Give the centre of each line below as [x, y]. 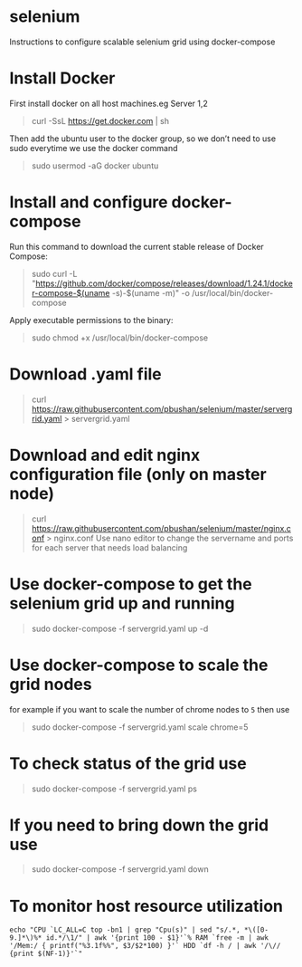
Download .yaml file [86, 374]
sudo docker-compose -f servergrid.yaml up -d [120, 628]
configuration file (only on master [138, 474]
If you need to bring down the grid [139, 825]
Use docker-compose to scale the [139, 665]
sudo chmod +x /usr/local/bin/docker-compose [120, 338]
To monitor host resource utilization [146, 906]
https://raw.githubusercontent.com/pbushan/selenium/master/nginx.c [161, 528]
